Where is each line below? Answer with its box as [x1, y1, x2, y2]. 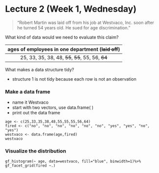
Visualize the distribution [5, 148, 67, 154]
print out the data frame [12, 110, 60, 116]
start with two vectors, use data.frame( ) [12, 105, 94, 110]
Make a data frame [5, 88, 50, 95]
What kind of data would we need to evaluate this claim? [5, 34, 119, 40]
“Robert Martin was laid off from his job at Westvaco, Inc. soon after [17, 20, 154, 25]
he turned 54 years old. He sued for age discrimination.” [17, 24, 131, 30]
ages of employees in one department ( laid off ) [7, 45, 120, 52]
